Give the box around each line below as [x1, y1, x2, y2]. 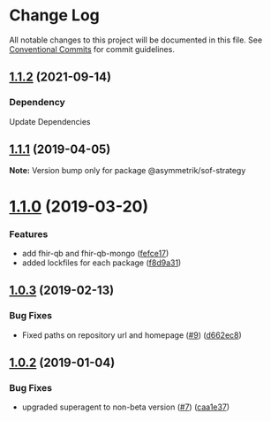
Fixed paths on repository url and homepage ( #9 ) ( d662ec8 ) [21, 329, 243, 341]
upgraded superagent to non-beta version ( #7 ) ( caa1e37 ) [21, 402, 230, 412]
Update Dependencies [9, 116, 91, 126]
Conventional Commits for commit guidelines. [9, 43, 175, 54]
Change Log [9, 5, 100, 26]
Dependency [9, 96, 66, 109]
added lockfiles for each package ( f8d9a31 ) [21, 257, 182, 268]
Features [9, 227, 49, 240]
